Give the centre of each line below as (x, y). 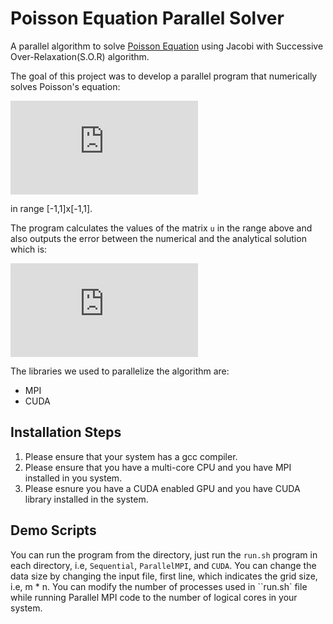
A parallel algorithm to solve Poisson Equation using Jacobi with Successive (167, 46)
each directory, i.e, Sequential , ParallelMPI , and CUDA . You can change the (163, 565)
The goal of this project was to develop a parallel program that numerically (164, 76)
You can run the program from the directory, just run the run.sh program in (164, 554)
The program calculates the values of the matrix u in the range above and (161, 228)
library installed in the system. (86, 499)
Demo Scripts (53, 530)
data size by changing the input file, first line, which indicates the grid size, (164, 576)
